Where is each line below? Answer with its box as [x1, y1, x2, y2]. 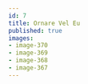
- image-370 [8, 42, 48, 50]
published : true [8, 26, 62, 34]
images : [8, 34, 34, 42]
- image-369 [8, 49, 48, 57]
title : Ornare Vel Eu [8, 19, 81, 27]
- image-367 [8, 64, 48, 72]
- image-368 [8, 57, 48, 65]
